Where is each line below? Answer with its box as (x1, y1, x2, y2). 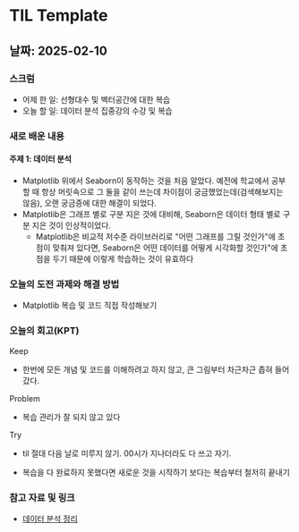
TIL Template (9, 5, 108, 26)
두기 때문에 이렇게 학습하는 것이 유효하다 (52, 254, 194, 264)
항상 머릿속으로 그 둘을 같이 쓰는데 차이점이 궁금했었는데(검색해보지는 (41, 187, 284, 197)
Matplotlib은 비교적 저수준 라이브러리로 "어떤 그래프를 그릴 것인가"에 (35, 232, 276, 241)
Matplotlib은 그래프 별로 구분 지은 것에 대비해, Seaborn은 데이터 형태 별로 (21, 209, 281, 219)
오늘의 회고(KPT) (9, 325, 80, 337)
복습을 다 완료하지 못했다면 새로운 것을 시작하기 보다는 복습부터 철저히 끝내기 (21, 467, 291, 477)
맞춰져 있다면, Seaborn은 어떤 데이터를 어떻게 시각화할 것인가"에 (52, 242, 279, 253)
